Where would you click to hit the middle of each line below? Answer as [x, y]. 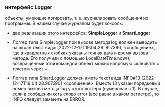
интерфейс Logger [28, 7]
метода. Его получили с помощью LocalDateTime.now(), [71, 58]
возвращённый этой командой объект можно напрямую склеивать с [86, 64]
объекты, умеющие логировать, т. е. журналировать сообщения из [77, 18]
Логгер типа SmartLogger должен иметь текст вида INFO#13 [76, 78]
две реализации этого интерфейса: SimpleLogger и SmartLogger [81, 33]
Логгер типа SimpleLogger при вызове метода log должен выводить [84, 42]
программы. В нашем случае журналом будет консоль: [64, 23]
